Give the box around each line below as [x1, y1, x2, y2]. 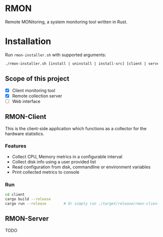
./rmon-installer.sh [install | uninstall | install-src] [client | [5, 61, 147, 66]
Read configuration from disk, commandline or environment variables [12, 164, 151, 170]
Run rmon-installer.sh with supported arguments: [5, 52, 106, 58]
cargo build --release [5, 197, 51, 202]
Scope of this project [5, 74, 69, 83]
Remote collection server [12, 93, 62, 99]
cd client [5, 192, 25, 197]
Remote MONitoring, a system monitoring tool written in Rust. [5, 19, 128, 25]
